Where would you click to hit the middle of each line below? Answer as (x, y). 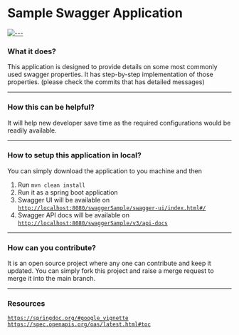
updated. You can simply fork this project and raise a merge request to (111, 271)
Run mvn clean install (51, 185)
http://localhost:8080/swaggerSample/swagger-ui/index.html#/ (112, 208)
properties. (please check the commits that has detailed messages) (106, 82)
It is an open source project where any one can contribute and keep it (109, 263)
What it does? (32, 51)
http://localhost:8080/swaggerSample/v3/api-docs (93, 223)
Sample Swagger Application (95, 13)
